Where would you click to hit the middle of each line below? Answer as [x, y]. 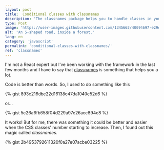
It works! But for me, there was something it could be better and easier [76, 122]
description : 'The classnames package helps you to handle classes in [78, 19]
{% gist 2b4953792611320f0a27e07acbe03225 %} [56, 142]
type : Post [16, 23]
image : [12, 28]
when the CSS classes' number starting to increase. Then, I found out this [79, 127]
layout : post [18, 10]
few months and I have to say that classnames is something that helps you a [82, 69]
